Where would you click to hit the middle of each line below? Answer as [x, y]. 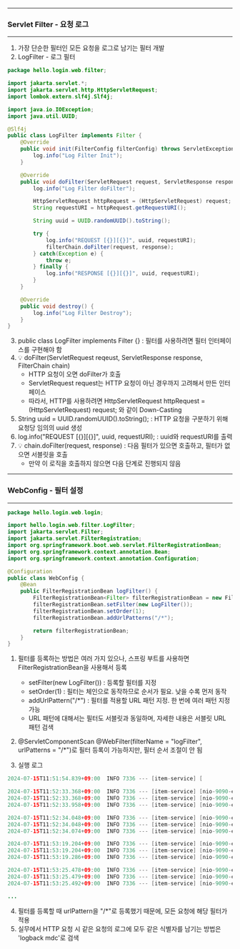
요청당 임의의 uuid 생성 [50, 428]
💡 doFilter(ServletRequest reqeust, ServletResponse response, [110, 358]
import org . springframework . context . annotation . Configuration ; [104, 558]
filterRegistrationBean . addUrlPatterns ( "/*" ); [104, 618]
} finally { [51, 267]
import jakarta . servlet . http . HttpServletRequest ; [83, 90]
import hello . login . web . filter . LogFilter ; [71, 526]
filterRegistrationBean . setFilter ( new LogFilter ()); [113, 605]
